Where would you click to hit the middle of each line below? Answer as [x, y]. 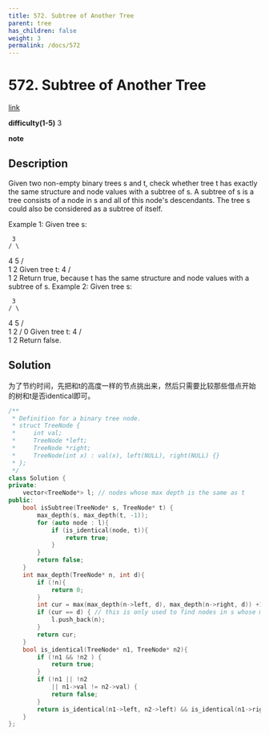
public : [21, 501]
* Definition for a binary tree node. [76, 418]
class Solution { [37, 478]
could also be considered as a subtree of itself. [85, 209]
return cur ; [57, 635]
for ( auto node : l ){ [73, 522]
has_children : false [43, 30]
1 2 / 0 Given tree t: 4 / [45, 331]
